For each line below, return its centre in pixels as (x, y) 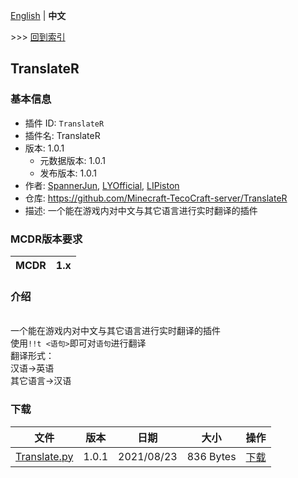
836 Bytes (211, 456)
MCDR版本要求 (46, 239)
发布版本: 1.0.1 (68, 173)
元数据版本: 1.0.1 (72, 160)
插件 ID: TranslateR (64, 123)
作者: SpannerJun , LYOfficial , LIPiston (102, 185)
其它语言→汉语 (41, 381)
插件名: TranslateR (62, 135)
